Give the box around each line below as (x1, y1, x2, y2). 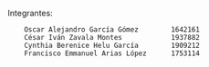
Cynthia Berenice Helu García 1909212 (24, 41, 201, 50)
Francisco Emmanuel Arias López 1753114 (24, 49, 201, 58)
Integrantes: (7, 8, 53, 18)
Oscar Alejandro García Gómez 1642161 (24, 25, 201, 34)
